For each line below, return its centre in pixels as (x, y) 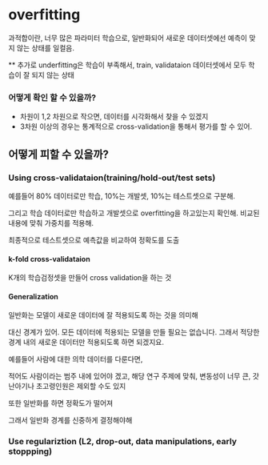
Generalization (33, 296)
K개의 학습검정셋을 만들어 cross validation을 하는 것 (90, 278)
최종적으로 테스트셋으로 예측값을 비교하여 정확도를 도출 (94, 240)
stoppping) (30, 451)
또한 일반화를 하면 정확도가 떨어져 (61, 403)
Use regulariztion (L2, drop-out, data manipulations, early (123, 442)
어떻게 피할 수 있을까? (59, 154)
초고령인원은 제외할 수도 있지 (81, 387)
